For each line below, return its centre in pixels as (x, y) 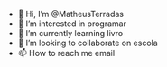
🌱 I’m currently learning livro (70, 33)
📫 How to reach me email (66, 53)
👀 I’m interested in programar (72, 24)
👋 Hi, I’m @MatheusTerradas (71, 14)
